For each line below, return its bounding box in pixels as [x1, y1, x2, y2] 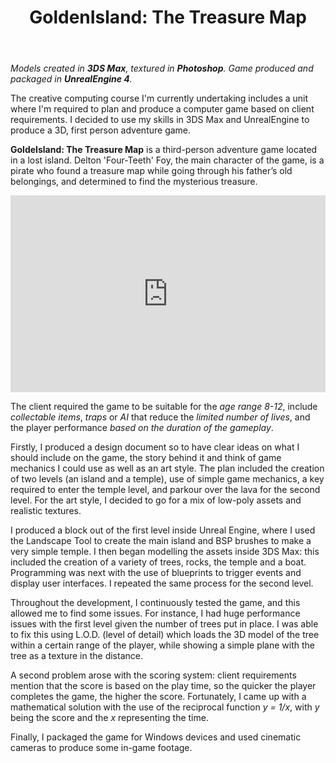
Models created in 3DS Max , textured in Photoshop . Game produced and [10, 62, 314, 75]
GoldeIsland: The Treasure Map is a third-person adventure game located [10, 144, 318, 156]
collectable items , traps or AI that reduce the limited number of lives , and [10, 411, 311, 423]
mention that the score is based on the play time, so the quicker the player [10, 680, 317, 692]
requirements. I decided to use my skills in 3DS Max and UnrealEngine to [10, 114, 310, 126]
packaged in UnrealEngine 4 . [10, 73, 133, 85]
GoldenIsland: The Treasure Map [29, 6, 307, 29]
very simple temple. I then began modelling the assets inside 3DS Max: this [10, 546, 320, 558]
